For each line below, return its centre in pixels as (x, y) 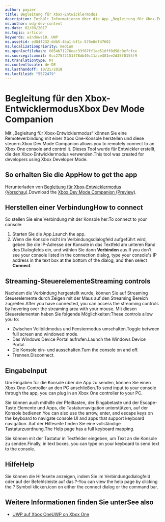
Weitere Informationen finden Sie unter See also (79, 502)
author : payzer (21, 10)
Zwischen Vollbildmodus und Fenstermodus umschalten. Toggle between (86, 329)
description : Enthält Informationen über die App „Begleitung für (74, 19)
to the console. (20, 449)
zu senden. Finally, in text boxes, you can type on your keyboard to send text (82, 444)
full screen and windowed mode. (45, 334)
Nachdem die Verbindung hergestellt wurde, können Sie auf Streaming (77, 293)
